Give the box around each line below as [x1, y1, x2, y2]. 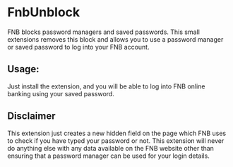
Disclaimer [7, 110, 56, 122]
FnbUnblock [7, 4, 80, 21]
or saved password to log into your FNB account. [7, 42, 150, 51]
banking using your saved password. [7, 89, 114, 98]
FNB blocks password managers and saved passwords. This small [7, 28, 200, 36]
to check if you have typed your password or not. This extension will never [7, 136, 225, 145]
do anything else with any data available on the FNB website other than [7, 144, 214, 152]
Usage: [7, 63, 40, 75]
